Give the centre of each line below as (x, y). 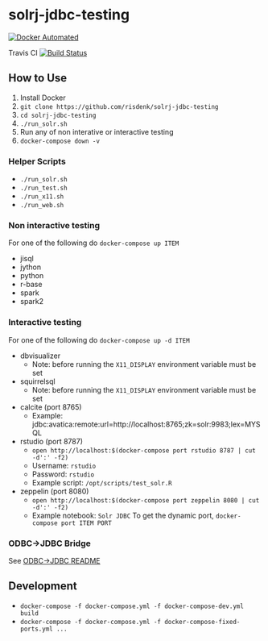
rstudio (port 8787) (51, 441)
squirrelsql (37, 381)
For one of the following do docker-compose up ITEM (94, 243)
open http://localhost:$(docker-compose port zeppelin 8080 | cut (146, 500)
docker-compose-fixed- (202, 622)
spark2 (32, 302)
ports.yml (37, 629)
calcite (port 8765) (51, 407)
